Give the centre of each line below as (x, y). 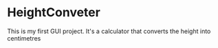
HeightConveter (54, 13)
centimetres (24, 38)
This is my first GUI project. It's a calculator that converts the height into (109, 31)
